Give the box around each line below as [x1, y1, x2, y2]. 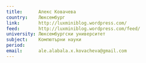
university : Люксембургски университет [6, 31, 106, 37]
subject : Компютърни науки [6, 37, 82, 43]
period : [6, 43, 26, 49]
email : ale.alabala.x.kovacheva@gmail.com [6, 48, 127, 54]
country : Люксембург [6, 14, 66, 20]
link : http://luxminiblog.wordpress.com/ [6, 20, 127, 26]
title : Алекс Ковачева [6, 8, 77, 15]
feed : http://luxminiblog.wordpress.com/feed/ [6, 25, 141, 32]
